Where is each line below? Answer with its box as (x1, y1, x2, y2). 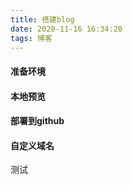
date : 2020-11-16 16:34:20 (10, 24, 123, 34)
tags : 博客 (10, 33, 53, 43)
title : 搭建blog (10, 14, 75, 25)
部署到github (10, 115, 65, 127)
